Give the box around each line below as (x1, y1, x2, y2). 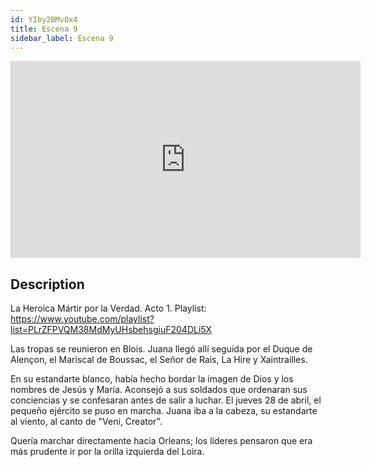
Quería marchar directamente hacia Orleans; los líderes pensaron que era (10, 435, 313, 447)
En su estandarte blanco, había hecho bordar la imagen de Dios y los (10, 373, 294, 385)
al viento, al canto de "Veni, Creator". (10, 416, 163, 428)
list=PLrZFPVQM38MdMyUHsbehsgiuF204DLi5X (10, 324, 213, 336)
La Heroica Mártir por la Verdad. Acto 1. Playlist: (10, 302, 207, 315)
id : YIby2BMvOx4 (10, 14, 78, 25)
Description (10, 276, 85, 293)
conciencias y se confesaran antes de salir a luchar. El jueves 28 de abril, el (10, 394, 322, 406)
